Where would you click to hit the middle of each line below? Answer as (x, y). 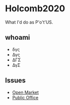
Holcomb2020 (35, 9)
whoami (18, 38)
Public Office (25, 97)
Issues (15, 81)
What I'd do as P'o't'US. (29, 22)
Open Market (25, 92)
